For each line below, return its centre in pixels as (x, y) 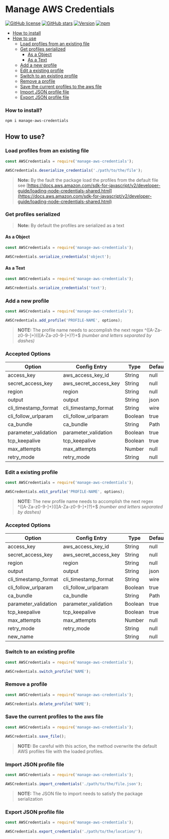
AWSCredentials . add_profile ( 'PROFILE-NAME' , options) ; (64, 320)
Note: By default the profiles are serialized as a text (71, 225)
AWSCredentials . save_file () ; (36, 736)
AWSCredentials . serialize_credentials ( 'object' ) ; (58, 256)
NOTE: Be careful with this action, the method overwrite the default (87, 746)
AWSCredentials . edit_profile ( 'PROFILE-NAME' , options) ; (65, 492)
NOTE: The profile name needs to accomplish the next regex (80, 330)
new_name (21, 637)
